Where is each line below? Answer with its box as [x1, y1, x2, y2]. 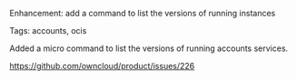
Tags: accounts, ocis [9, 25, 87, 35]
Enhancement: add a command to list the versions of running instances [9, 8, 276, 18]
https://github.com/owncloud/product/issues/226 [9, 61, 195, 71]
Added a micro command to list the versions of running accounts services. [9, 43, 289, 54]
